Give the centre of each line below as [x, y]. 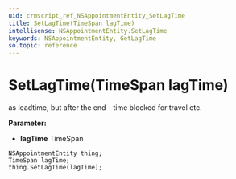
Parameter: [27, 123]
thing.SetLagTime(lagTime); [56, 168]
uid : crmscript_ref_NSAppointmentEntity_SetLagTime [97, 16]
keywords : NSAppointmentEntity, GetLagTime [83, 38]
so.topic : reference [43, 46]
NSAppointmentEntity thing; [56, 153]
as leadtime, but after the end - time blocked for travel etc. [106, 108]
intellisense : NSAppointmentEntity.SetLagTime [88, 31]
